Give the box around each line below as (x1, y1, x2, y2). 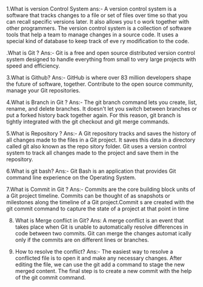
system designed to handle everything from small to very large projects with (6, 56, 196, 63)
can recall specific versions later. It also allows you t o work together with (6, 18, 190, 25)
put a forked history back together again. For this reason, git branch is (6, 112, 181, 119)
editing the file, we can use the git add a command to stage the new (15, 261, 185, 268)
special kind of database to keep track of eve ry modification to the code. (6, 38, 190, 44)
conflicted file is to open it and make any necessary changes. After (15, 255, 182, 261)
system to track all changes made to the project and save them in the (6, 149, 179, 156)
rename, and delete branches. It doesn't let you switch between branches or (6, 105, 197, 112)
